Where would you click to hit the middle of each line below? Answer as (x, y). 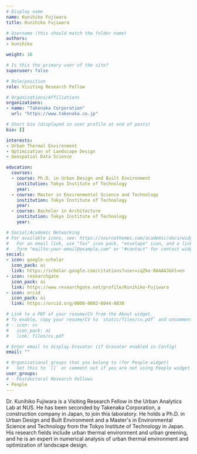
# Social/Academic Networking (43, 233)
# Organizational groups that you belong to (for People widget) (87, 363)
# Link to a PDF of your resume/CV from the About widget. (80, 314)
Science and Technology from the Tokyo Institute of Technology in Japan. (95, 426)
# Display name (25, 11)
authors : (17, 39)
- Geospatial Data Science (39, 157)
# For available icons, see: (42, 238)
